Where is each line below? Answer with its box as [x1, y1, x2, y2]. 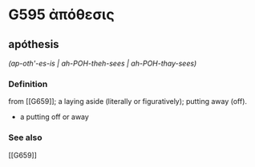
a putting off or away [19, 112, 90, 121]
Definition [8, 78, 48, 89]
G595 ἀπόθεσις [8, 6, 115, 24]
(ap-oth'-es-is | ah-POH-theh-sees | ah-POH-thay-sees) [8, 58, 197, 68]
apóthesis [8, 38, 59, 51]
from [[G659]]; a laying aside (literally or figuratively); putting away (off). [8, 97, 247, 106]
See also [8, 132, 42, 143]
